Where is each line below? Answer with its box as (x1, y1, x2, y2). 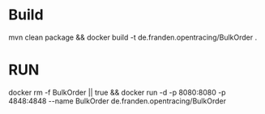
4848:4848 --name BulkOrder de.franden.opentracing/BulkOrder (8, 95, 227, 106)
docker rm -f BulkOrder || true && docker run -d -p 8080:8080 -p (8, 87, 226, 97)
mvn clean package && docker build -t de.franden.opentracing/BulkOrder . (8, 32, 258, 42)
